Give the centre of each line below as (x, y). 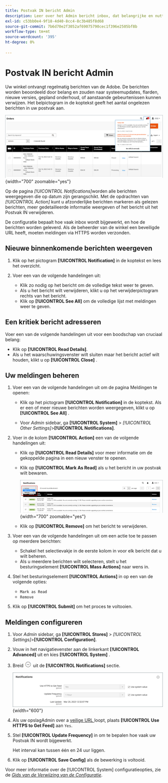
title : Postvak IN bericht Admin (40, 10)
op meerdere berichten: (37, 541)
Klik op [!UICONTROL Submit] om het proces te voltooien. (72, 606)
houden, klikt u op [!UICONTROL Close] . (55, 359)
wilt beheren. (33, 556)
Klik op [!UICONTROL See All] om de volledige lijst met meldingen (88, 301)
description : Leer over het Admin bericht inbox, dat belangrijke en (79, 16)
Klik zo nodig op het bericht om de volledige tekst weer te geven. (87, 285)
